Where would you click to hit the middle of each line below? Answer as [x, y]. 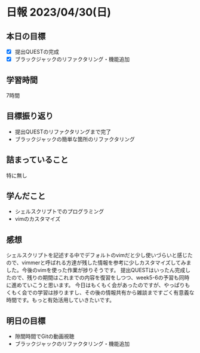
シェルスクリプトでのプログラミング [59, 212]
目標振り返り [30, 116]
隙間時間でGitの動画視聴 [44, 336]
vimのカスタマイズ [38, 219]
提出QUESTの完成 [37, 52]
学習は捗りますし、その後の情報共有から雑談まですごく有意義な [116, 293]
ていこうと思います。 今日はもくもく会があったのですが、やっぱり [103, 285]
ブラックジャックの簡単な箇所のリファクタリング [75, 139]
